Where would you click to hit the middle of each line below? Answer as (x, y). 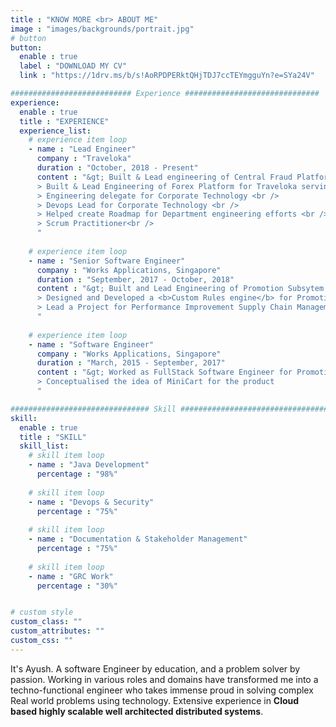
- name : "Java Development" (89, 465)
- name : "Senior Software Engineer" (107, 261)
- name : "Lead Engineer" (82, 149)
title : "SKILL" (53, 437)
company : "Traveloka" (84, 159)
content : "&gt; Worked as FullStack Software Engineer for (164, 372)
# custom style (42, 612)
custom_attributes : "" (57, 631)
